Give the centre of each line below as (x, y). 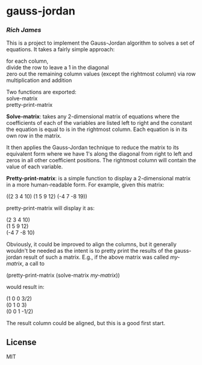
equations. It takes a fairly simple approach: (61, 49)
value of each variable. (35, 167)
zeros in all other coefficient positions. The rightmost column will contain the (101, 160)
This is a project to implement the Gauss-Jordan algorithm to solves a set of (100, 43)
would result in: (25, 287)
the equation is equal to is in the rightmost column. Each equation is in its (97, 129)
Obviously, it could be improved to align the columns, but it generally (91, 244)
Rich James (24, 30)
